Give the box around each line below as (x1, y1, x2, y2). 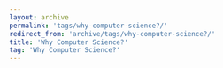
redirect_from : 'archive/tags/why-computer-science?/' (9, 29, 216, 38)
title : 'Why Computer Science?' (9, 37, 128, 47)
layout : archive (9, 12, 69, 22)
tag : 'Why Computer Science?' (9, 46, 121, 55)
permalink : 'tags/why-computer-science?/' (9, 21, 168, 30)
